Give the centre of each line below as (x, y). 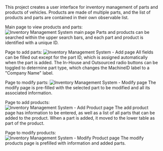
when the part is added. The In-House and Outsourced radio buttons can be (81, 63)
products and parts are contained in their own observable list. (67, 17)
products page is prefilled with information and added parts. (65, 143)
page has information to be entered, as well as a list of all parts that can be (80, 113)
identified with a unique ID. (32, 43)
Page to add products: (27, 102)
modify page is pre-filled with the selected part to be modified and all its (78, 88)
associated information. (29, 93)
